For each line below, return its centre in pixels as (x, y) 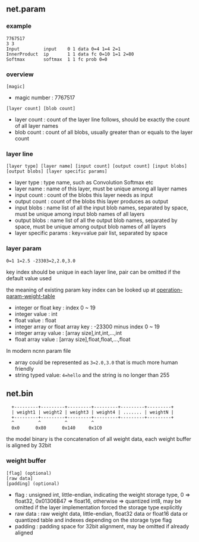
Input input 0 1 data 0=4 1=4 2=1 (63, 49)
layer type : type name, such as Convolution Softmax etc (84, 183)
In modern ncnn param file (39, 350)
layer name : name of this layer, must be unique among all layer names (101, 189)
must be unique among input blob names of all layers (80, 214)
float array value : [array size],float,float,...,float (72, 339)
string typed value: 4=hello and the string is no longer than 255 (92, 375)
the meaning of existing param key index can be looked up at (81, 290)
